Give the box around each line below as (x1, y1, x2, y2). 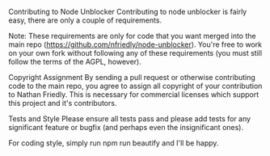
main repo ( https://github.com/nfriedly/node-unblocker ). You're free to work (8, 40, 263, 49)
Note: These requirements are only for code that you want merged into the (8, 32, 256, 40)
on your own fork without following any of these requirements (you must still (8, 48, 263, 57)
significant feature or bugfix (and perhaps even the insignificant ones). (8, 123, 244, 132)
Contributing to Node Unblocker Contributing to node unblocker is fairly (8, 7, 247, 16)
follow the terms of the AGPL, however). (8, 57, 141, 66)
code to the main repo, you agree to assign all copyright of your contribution (8, 81, 263, 91)
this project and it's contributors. (8, 99, 117, 108)
